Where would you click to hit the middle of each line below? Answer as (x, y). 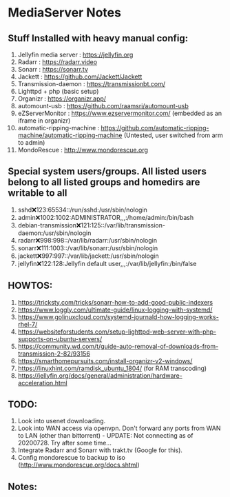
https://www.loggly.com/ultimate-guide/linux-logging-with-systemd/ (115, 310)
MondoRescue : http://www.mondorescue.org (83, 150)
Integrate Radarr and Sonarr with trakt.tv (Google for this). (100, 450)
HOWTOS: (30, 286)
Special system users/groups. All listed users (107, 171)
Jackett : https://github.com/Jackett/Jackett (80, 77)
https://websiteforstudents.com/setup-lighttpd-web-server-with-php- (117, 332)
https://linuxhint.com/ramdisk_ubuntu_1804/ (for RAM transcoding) (112, 368)
